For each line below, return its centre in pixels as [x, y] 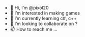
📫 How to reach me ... [34, 29]
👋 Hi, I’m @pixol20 [29, 8]
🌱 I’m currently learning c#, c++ [44, 18]
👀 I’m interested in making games [45, 13]
